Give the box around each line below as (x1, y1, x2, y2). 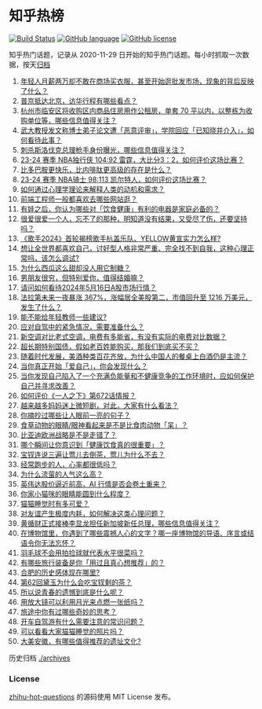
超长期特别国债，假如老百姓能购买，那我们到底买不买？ (20, 341, 199, 351)
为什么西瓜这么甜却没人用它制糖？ (20, 263, 131, 272)
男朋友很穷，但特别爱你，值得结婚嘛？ (20, 273, 144, 282)
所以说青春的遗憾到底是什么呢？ (20, 587, 124, 597)
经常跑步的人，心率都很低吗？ (20, 459, 117, 468)
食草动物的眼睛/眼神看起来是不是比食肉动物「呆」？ (20, 420, 188, 429)
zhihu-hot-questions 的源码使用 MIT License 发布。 (9, 692, 176, 702)
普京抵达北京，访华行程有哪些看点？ (20, 96, 138, 105)
